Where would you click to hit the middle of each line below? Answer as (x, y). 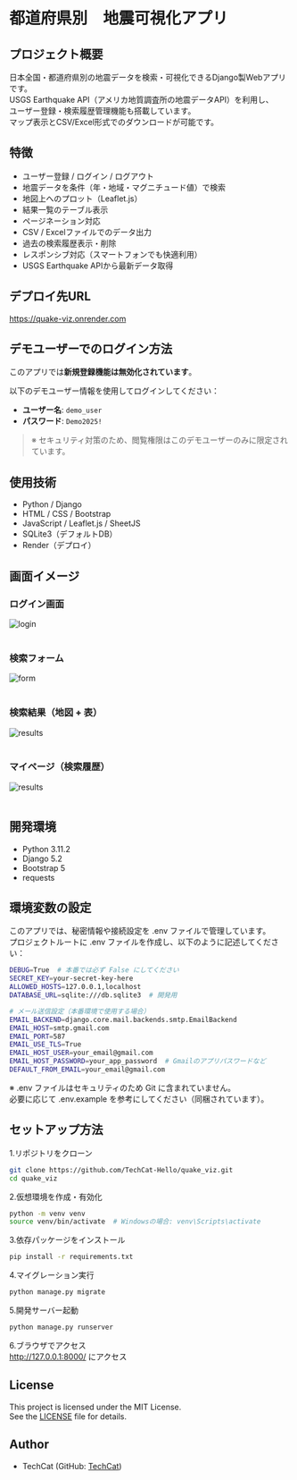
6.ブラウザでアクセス (48, 1345)
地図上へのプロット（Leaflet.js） (82, 199)
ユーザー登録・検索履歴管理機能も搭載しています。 (103, 111)
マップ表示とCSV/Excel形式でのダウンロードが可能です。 (114, 122)
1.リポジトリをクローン (51, 1153)
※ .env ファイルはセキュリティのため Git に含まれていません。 (123, 1087)
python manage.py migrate (57, 1292)
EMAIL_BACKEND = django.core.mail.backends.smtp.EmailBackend (124, 1019)
